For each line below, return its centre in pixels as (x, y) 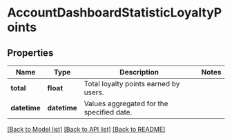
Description (139, 72)
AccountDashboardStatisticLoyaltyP (115, 13)
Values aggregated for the (126, 103)
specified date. (108, 112)
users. (94, 92)
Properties (30, 53)
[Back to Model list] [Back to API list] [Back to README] (86, 129)
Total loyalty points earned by (132, 84)
